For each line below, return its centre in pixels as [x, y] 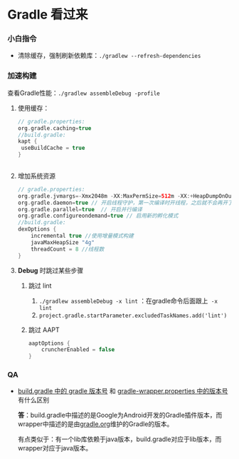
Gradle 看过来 [48, 15]
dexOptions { [37, 229]
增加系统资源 [36, 176]
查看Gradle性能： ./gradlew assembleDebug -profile [84, 93]
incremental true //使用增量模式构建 [82, 236]
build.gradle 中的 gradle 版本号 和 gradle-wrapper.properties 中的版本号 [123, 391]
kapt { [27, 141]
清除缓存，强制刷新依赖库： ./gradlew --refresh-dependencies [109, 56]
